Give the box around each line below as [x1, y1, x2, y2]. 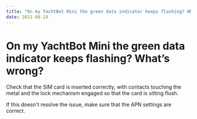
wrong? [6, 64, 44, 77]
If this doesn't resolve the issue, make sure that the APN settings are [6, 101, 172, 108]
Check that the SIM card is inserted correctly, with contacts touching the [6, 83, 182, 91]
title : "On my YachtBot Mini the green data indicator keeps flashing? [6, 8, 185, 15]
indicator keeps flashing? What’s [6, 52, 170, 65]
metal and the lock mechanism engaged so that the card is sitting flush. [6, 90, 179, 97]
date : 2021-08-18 [6, 14, 49, 20]
